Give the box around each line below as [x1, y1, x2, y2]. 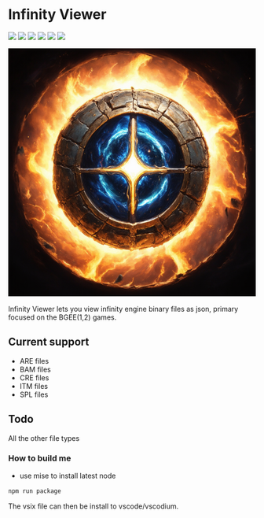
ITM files [19, 381, 49, 390]
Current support [8, 335, 90, 349]
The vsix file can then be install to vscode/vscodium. [8, 501, 179, 511]
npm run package [8, 487, 61, 495]
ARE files [19, 356, 49, 365]
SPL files [19, 390, 49, 399]
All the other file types [8, 433, 80, 442]
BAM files [19, 364, 51, 374]
